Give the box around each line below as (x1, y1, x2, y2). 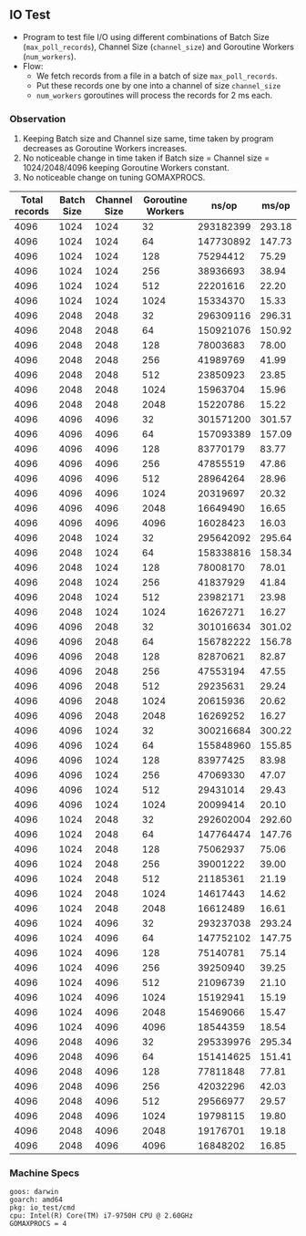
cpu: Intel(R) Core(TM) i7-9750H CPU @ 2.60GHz (9, 1211, 194, 1220)
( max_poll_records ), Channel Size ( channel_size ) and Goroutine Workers (22, 41, 294, 52)
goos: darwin (9, 1188, 59, 1197)
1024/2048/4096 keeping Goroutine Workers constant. (22, 162, 229, 173)
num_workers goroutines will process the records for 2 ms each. (36, 89, 273, 100)
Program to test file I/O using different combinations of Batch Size (22, 31, 270, 42)
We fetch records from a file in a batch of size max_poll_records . (36, 70, 278, 81)
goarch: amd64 (9, 1195, 64, 1205)
